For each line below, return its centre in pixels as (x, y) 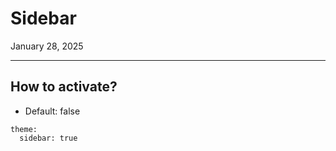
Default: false (52, 111)
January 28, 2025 (47, 46)
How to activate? (64, 87)
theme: (24, 129)
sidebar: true (48, 138)
